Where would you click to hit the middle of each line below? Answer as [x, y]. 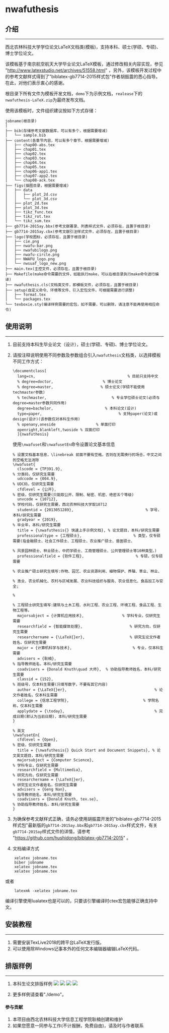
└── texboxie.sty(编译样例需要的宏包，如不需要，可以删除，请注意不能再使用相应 [80, 305]
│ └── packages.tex [28, 299]
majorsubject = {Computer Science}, [56, 760]
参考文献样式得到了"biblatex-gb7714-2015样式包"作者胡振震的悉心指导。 [85, 76]
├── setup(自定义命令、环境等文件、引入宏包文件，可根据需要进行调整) [70, 290]
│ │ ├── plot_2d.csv [31, 195]
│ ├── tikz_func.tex [29, 212]
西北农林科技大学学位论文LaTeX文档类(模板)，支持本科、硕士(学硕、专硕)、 [83, 47]
